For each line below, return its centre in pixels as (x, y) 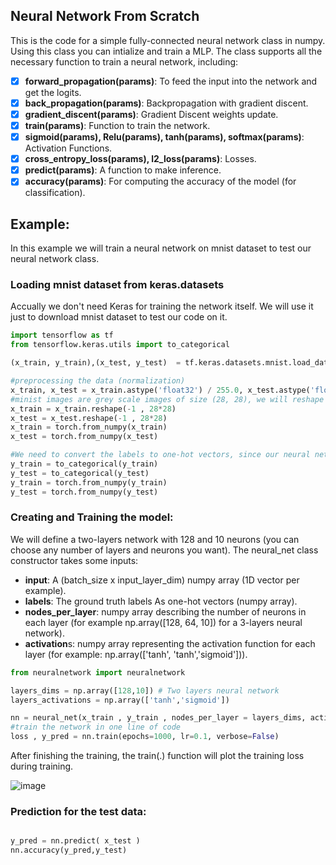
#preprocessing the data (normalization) (98, 381)
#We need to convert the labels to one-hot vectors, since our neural (160, 455)
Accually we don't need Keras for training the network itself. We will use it (162, 306)
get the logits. (53, 92)
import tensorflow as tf (62, 335)
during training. (42, 766)
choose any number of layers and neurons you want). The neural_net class (164, 550)
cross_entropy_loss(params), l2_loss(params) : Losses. (140, 159)
